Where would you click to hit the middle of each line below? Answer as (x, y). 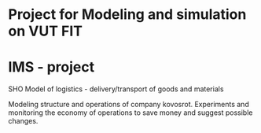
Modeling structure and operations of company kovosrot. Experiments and (129, 105)
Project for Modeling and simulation (127, 15)
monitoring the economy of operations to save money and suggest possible (130, 113)
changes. (23, 121)
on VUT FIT (45, 31)
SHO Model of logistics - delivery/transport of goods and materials (116, 89)
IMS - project (51, 67)
